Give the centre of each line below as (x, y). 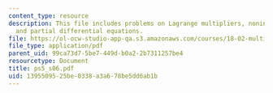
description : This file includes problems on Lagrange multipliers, (127, 23)
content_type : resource (49, 16)
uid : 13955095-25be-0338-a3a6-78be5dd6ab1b (83, 76)
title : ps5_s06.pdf (41, 69)
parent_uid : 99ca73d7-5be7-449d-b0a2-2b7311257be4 (96, 53)
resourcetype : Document (49, 61)
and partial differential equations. (80, 31)
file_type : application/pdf (56, 46)
